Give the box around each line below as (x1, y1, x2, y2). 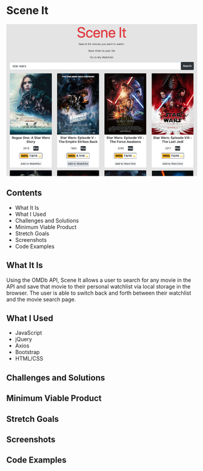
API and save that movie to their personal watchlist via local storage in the (6, 282, 191, 290)
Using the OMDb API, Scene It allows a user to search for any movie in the (6, 276, 191, 284)
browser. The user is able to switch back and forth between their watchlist (6, 289, 191, 296)
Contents (6, 188, 42, 198)
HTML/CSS (15, 355, 44, 362)
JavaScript (15, 329, 42, 336)
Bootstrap (15, 349, 40, 356)
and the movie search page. (6, 295, 76, 303)
